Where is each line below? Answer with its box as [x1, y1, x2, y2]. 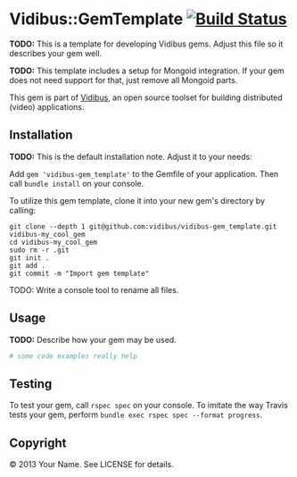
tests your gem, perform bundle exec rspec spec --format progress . [9, 409, 263, 420]
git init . [9, 253, 50, 263]
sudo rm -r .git [9, 246, 70, 255]
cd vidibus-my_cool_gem [9, 238, 98, 247]
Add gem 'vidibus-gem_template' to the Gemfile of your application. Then [9, 168, 279, 179]
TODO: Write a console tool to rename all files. [9, 284, 179, 295]
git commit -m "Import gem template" [9, 269, 150, 278]
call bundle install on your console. [9, 178, 144, 188]
